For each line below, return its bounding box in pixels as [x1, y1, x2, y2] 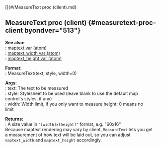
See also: [5, 39, 25, 45]
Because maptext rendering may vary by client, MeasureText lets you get [5, 126, 153, 132]
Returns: [5, 116, 24, 122]
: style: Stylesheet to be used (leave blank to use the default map [5, 90, 138, 96]
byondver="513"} [24, 26, 81, 35]
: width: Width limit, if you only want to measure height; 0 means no [5, 101, 143, 107]
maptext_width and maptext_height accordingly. [5, 137, 102, 143]
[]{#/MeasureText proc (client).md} [5, 4, 77, 10]
